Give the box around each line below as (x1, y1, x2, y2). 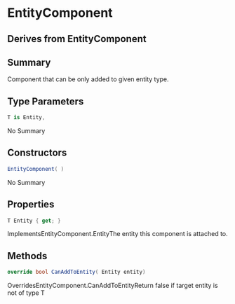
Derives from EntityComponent (7, 33, 147, 45)
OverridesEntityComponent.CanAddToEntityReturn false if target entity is (7, 282, 219, 290)
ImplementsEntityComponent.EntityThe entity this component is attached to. (7, 230, 228, 238)
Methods (7, 250, 48, 262)
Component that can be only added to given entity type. (7, 75, 170, 83)
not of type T (7, 289, 46, 297)
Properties (7, 198, 55, 211)
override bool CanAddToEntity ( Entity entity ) (7, 268, 146, 276)
